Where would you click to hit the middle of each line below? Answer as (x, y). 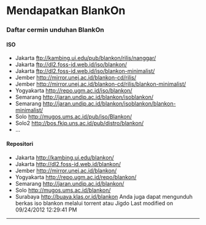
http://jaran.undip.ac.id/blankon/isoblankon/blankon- (109, 104)
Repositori (20, 143)
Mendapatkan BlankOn (66, 11)
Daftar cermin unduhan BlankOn (55, 30)
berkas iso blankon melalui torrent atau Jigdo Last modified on (94, 203)
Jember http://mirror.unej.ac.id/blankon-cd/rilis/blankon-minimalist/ (101, 84)
